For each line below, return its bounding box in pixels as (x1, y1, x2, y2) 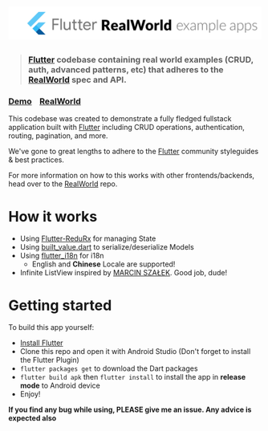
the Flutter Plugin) (19, 356, 80, 365)
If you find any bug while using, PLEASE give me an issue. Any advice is (8, 405, 252, 415)
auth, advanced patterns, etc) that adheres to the (27, 64, 224, 75)
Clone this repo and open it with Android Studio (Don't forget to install (19, 347, 251, 356)
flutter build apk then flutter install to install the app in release (19, 372, 246, 382)
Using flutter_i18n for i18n (19, 251, 104, 261)
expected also (8, 413, 57, 423)
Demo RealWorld (8, 96, 82, 107)
